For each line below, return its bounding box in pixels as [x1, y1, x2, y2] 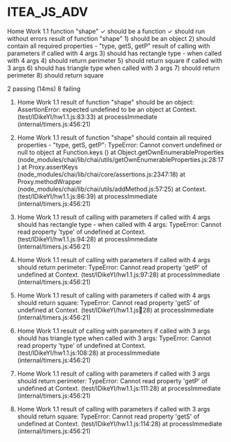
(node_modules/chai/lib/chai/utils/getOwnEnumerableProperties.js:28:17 [17, 155, 224, 163]
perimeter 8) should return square [7, 71, 104, 80]
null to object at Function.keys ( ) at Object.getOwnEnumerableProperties [17, 148, 225, 156]
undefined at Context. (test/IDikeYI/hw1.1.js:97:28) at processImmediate [17, 270, 221, 279]
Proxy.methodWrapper [17, 177, 82, 185]
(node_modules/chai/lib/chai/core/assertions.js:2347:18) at [17, 170, 185, 178]
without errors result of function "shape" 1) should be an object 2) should [7, 34, 216, 42]
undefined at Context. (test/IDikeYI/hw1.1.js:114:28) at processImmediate [17, 419, 223, 427]
